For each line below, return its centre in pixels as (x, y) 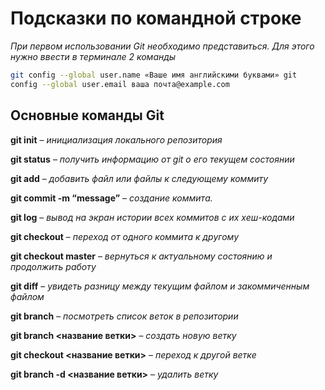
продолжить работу (53, 266)
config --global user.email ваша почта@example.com (120, 84)
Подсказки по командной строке (156, 18)
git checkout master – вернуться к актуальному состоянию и (141, 256)
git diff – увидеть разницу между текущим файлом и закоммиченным (160, 286)
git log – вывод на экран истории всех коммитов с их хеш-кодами (152, 217)
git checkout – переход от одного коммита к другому (124, 236)
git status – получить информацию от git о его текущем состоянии (152, 159)
